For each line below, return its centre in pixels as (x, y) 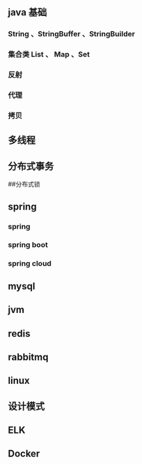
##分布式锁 (24, 184)
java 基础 (27, 13)
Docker (24, 454)
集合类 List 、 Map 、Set (49, 54)
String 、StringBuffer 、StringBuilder (71, 34)
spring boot (28, 245)
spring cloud (30, 264)
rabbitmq (28, 357)
